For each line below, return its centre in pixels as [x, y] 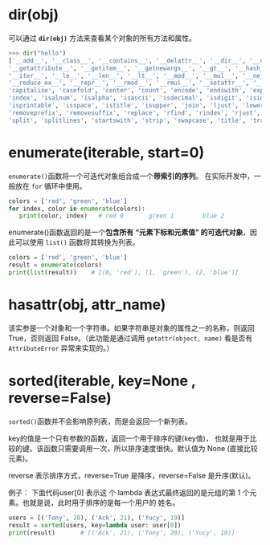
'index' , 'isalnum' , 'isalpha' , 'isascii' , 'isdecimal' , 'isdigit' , [125, 98]
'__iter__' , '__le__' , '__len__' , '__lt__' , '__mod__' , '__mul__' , [124, 75]
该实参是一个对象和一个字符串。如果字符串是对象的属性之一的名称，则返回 [131, 327]
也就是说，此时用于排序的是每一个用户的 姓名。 [100, 502]
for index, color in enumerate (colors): [77, 209]
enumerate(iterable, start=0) [106, 152]
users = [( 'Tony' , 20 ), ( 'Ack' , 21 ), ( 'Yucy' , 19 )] [96, 518]
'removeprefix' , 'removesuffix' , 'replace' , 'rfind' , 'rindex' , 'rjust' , [135, 113]
